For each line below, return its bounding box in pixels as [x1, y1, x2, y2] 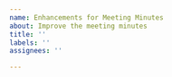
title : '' [9, 30, 47, 38]
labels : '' [9, 38, 51, 47]
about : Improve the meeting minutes [9, 21, 148, 30]
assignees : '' [9, 47, 63, 56]
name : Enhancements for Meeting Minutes [9, 13, 165, 22]
